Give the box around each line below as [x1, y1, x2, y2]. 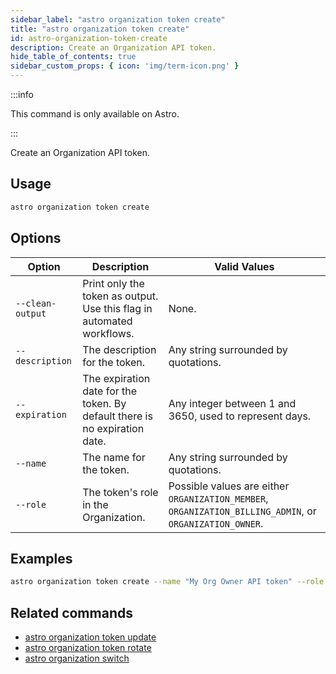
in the [82, 497, 109, 511]
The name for [82, 450, 146, 464]
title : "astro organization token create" [10, 24, 190, 34]
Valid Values [214, 259, 275, 273]
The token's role [82, 485, 159, 499]
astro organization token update [24, 631, 157, 643]
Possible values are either [168, 479, 290, 493]
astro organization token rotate [24, 642, 152, 653]
